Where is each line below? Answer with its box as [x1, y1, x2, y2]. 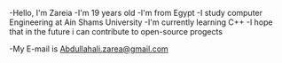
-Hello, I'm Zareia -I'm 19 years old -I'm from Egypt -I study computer [9, 8, 263, 18]
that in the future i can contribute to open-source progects [9, 27, 223, 36]
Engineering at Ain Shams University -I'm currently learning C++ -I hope [9, 17, 273, 28]
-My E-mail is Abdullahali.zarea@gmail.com [9, 43, 168, 54]
